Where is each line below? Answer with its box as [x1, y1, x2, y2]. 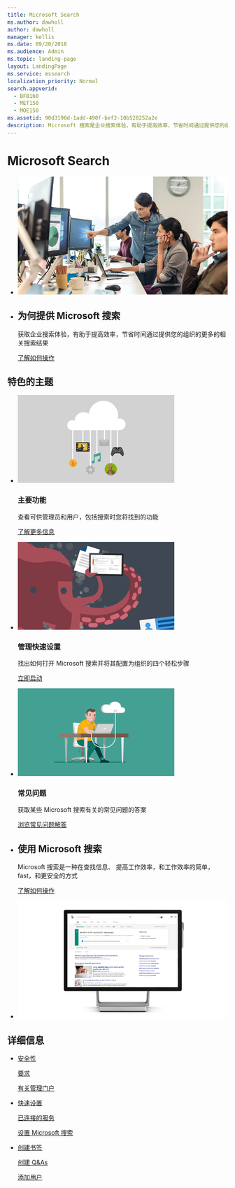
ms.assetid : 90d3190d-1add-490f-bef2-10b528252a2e [7, 115, 158, 122]
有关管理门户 [17, 1084, 55, 1092]
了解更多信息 [17, 527, 55, 536]
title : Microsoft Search [7, 11, 80, 18]
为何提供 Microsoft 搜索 [17, 310, 121, 322]
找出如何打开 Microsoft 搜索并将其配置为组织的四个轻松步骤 [17, 659, 190, 668]
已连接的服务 [17, 1114, 55, 1122]
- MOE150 [13, 107, 39, 115]
